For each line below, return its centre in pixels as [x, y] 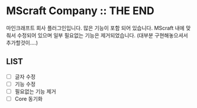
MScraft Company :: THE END [80, 11]
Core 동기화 [29, 99]
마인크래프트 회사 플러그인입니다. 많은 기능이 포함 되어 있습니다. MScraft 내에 [95, 28]
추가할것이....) [22, 42]
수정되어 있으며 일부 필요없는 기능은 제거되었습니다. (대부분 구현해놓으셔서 [102, 35]
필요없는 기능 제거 [35, 91]
